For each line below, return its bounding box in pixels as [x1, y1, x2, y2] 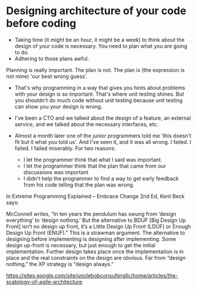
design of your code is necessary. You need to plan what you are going [14, 42, 188, 50]
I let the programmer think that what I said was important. [23, 156, 163, 163]
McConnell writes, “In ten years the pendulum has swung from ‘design [6, 210, 176, 217]
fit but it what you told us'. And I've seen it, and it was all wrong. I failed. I [14, 138, 192, 145]
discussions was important [23, 168, 89, 175]
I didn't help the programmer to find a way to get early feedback [23, 175, 179, 182]
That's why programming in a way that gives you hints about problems [14, 84, 185, 91]
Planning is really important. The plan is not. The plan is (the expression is [6, 66, 185, 73]
